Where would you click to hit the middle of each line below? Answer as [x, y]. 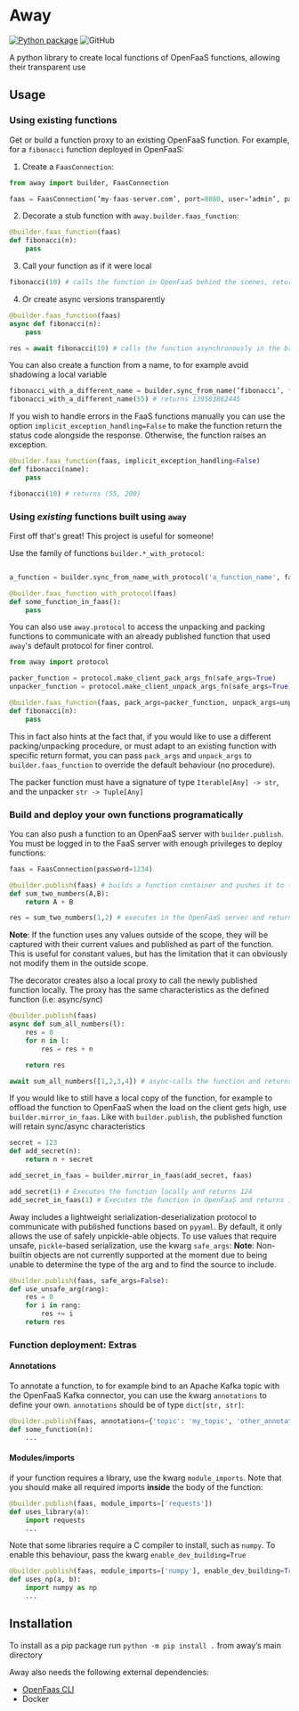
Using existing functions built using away [98, 516]
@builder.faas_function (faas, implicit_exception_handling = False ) [135, 461]
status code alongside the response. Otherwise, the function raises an [138, 435]
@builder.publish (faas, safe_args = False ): [89, 1281]
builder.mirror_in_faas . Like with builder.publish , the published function [146, 1117]
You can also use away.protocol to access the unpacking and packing [137, 627]
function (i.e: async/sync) [56, 1000]
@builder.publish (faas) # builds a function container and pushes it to [147, 885]
